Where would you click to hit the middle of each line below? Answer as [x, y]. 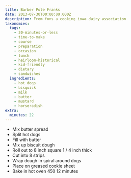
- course [23, 42]
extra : [12, 111]
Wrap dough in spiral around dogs [47, 160]
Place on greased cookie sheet [43, 166]
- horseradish [28, 106]
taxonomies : [17, 23]
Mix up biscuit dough [33, 145]
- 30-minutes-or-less [36, 33]
